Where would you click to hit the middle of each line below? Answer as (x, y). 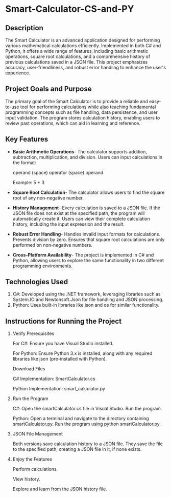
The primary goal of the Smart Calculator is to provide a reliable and (77, 101)
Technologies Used (36, 282)
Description (24, 28)
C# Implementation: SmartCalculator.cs (54, 379)
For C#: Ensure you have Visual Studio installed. (63, 344)
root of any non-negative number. (48, 197)
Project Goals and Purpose (48, 89)
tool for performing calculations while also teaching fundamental (88, 107)
